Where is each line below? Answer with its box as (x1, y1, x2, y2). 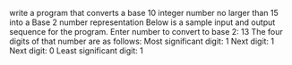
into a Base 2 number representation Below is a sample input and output (9, 17, 276, 28)
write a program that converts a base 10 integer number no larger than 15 (9, 8, 279, 18)
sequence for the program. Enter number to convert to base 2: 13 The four (9, 27, 284, 37)
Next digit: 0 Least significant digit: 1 (9, 45, 143, 56)
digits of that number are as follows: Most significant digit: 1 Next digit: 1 (9, 36, 275, 46)
